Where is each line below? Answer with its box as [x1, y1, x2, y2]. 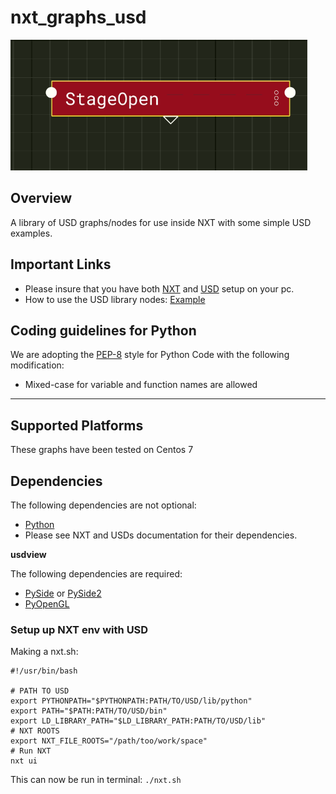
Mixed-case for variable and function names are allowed [24, 379, 258, 391]
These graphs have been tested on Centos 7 [10, 444, 194, 456]
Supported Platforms [10, 417, 144, 434]
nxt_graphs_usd [10, 6, 147, 29]
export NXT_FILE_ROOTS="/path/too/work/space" [10, 736, 208, 746]
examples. [10, 227, 53, 239]
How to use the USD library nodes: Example [24, 293, 206, 305]
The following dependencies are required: [10, 568, 183, 580]
